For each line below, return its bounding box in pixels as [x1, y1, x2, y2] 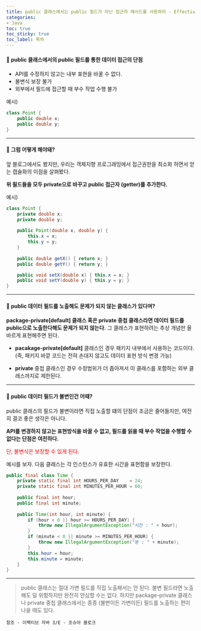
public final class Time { [6, 472, 74, 478]
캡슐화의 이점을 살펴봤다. [12, 168, 71, 175]
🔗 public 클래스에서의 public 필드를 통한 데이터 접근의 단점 [6, 56, 143, 63]
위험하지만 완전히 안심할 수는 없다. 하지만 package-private [38, 591, 176, 599]
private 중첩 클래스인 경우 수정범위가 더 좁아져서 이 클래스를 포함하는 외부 [14, 365, 188, 372]
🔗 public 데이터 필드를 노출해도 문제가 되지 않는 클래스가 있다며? [6, 302, 156, 309]
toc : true [6, 25, 31, 32]
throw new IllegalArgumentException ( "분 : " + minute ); [38, 539, 179, 545]
